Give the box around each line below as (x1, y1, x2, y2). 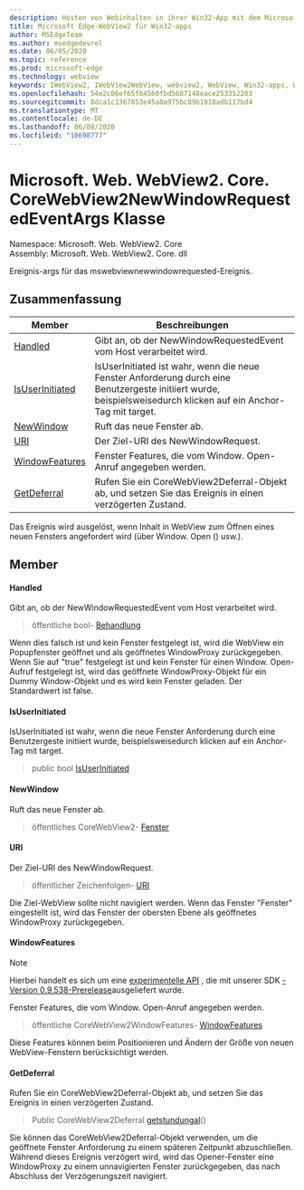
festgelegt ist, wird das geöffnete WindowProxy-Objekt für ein (34, 666, 267, 677)
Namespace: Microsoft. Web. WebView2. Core (9, 238, 183, 249)
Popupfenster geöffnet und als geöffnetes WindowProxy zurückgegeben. (9, 647, 283, 658)
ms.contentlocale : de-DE (9, 114, 103, 123)
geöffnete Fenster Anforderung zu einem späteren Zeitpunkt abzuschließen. (9, 1142, 293, 1153)
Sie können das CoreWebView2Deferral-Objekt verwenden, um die (9, 1132, 259, 1143)
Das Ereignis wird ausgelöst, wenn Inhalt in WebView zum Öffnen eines (9, 521, 275, 532)
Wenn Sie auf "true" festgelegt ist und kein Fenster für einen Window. (9, 657, 269, 668)
